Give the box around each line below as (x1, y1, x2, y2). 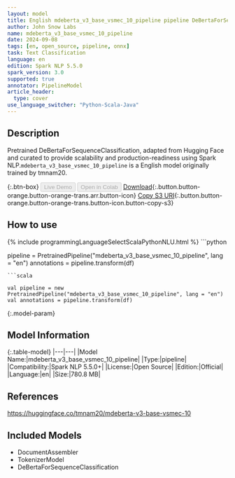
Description (7, 128, 59, 139)
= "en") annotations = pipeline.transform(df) (7, 259, 135, 267)
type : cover (13, 95, 49, 102)
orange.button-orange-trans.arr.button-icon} (7, 191, 136, 200)
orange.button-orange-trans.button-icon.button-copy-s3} (7, 198, 174, 207)
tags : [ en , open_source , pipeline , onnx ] (7, 43, 130, 50)
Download (122, 182, 152, 191)
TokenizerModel (17, 455, 64, 463)
